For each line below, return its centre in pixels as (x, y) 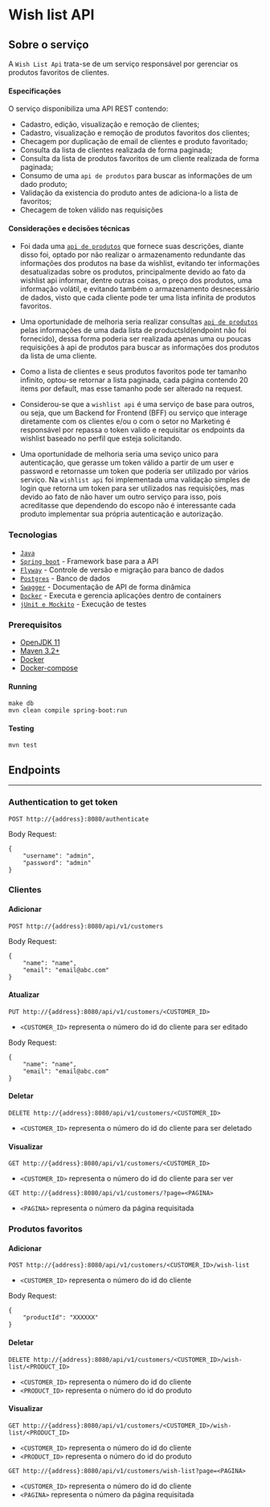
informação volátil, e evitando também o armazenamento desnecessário (139, 289)
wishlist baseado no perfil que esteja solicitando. (101, 439)
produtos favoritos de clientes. (59, 72)
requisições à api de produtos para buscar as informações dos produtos (139, 347)
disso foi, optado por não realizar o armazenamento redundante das (133, 255)
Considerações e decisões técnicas (69, 228)
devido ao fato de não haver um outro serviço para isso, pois (121, 497)
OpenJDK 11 (40, 642)
